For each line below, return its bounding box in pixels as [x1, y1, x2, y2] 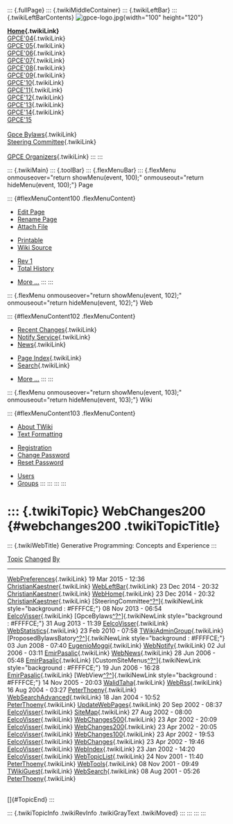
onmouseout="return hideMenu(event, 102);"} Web [7, 299, 153, 307]
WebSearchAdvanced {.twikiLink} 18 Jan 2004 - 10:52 [7, 692, 161, 702]
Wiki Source [17, 244, 52, 251]
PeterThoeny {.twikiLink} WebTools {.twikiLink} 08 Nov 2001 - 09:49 [7, 759, 199, 768]
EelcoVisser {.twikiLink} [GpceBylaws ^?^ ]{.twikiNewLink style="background [7, 612, 223, 620]
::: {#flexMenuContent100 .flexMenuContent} [7, 194, 136, 203]
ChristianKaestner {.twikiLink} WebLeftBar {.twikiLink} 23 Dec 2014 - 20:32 [7, 582, 219, 590]
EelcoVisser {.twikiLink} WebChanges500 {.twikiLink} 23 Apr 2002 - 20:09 [7, 715, 217, 723]
